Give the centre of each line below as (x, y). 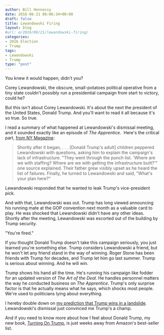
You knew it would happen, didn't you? (44, 78)
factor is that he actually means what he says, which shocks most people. (80, 288)
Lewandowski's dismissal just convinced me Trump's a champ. (69, 309)
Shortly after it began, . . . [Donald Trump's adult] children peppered (85, 147)
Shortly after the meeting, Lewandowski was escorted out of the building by (82, 218)
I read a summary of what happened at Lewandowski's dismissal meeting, (80, 127)
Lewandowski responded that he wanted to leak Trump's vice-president (78, 188)
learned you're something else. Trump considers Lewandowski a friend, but (81, 248)
